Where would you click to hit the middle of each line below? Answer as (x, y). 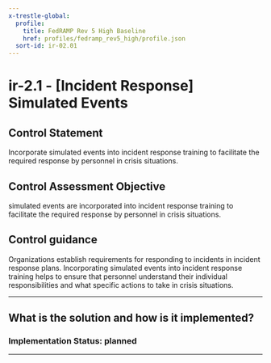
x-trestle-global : (39, 16)
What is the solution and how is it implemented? (131, 318)
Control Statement (56, 133)
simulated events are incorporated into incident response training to (121, 205)
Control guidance (53, 240)
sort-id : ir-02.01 (47, 46)
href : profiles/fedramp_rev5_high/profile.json (104, 38)
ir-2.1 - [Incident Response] (101, 86)
